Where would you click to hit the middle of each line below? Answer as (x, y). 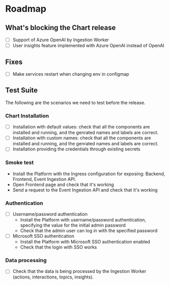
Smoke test (20, 163)
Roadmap (26, 9)
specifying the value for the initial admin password (73, 225)
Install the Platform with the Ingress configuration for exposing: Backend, (89, 174)
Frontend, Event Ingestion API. (44, 179)
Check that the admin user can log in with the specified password (89, 230)
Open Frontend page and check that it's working (63, 184)
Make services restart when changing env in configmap (71, 74)
